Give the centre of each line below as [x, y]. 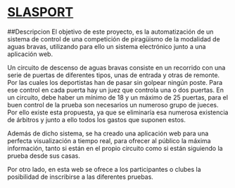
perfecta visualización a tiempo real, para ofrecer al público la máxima [109, 140]
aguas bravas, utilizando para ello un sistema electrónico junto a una [107, 46]
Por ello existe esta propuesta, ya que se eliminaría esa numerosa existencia [118, 112]
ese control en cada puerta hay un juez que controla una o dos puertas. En [115, 90]
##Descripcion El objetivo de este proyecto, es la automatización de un [110, 32]
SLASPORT [40, 12]
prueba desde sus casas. [44, 156]
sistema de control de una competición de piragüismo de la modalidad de [114, 39]
